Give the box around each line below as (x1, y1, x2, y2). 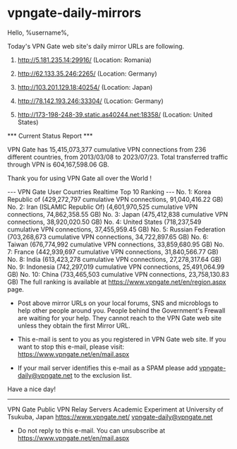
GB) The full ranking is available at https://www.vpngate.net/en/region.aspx (7, 277, 226, 286)
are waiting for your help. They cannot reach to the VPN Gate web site (17, 313, 222, 322)
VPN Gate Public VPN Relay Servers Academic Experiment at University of (7, 405, 224, 414)
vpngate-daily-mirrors (7, 5, 142, 21)
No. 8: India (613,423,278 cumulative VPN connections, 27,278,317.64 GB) (7, 255, 222, 263)
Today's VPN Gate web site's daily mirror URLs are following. (7, 42, 185, 50)
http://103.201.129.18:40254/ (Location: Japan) (17, 83, 153, 91)
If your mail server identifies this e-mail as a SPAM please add (17, 364, 198, 372)
